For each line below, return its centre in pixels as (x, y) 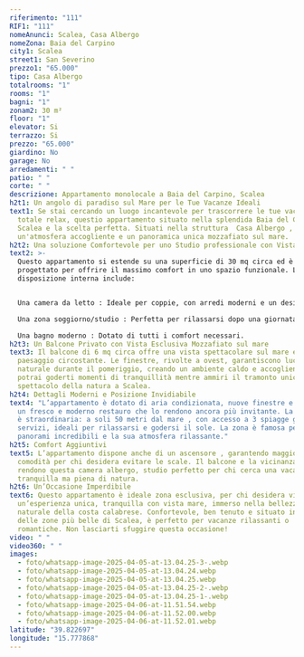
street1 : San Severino (52, 60)
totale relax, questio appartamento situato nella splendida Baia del (153, 219)
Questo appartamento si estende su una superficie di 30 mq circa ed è (156, 262)
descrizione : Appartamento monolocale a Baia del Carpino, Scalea (137, 195)
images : (24, 554)
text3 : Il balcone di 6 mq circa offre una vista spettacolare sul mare (149, 352)
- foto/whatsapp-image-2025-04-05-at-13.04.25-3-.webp (123, 563)
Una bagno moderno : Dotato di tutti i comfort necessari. (131, 336)
